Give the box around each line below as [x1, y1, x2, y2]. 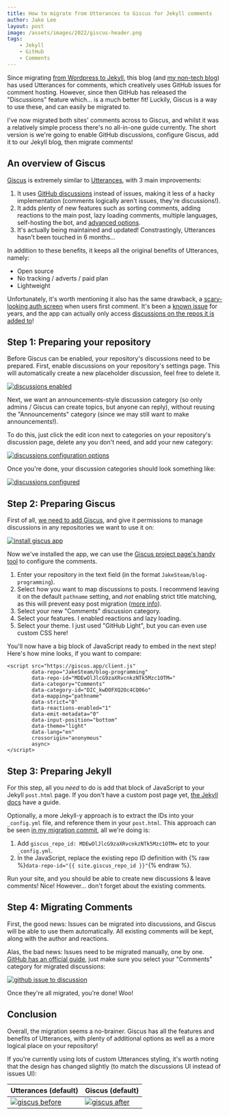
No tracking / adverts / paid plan [16, 274, 109, 282]
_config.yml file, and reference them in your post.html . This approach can [7, 819, 217, 827]
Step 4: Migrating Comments [7, 901, 133, 913]
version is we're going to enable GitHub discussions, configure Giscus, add [7, 130, 219, 139]
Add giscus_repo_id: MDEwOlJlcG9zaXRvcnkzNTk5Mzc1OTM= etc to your [16, 840, 210, 847]
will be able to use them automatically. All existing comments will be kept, [7, 927, 214, 935]
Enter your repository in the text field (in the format [16, 571, 161, 579]
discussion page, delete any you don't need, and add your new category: [7, 438, 213, 447]
